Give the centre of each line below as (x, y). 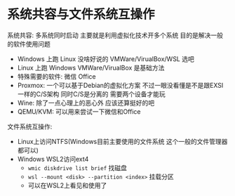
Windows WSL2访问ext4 (53, 159)
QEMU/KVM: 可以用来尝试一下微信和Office (79, 111)
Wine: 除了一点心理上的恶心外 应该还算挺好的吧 (86, 103)
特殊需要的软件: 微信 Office (56, 76)
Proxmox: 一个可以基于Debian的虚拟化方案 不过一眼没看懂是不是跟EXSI (120, 85)
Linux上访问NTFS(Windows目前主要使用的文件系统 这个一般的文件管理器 (122, 141)
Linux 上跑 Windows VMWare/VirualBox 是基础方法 (91, 67)
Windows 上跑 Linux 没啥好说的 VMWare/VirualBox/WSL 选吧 (106, 59)
